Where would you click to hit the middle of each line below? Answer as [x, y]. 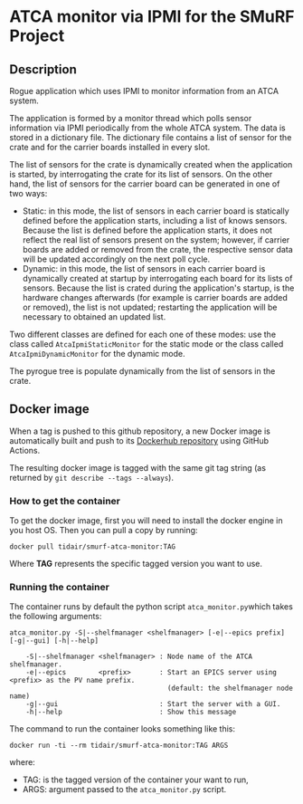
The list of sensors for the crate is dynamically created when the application [151, 164]
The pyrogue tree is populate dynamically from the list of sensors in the [142, 371]
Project [37, 36]
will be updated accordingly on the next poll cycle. [116, 259]
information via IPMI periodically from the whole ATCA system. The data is [148, 128]
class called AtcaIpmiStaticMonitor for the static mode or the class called [147, 344]
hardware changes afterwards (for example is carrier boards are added [155, 297]
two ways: [28, 193]
